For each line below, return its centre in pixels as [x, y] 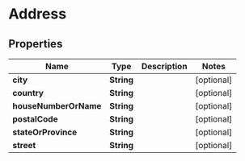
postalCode [35, 119]
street [24, 145]
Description [164, 66]
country [28, 93]
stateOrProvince [45, 132]
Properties [36, 44]
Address [38, 14]
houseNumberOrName [57, 106]
